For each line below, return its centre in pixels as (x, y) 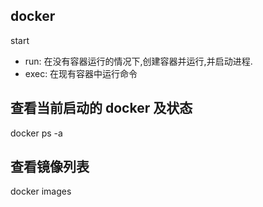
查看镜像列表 (50, 167)
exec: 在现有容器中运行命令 (81, 73)
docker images (41, 191)
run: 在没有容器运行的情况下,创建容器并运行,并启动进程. (138, 61)
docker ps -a (36, 133)
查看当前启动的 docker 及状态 (101, 108)
